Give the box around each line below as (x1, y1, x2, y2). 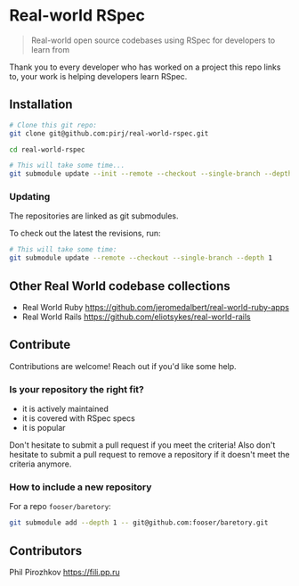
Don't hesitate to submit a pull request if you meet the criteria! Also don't (9, 440, 276, 450)
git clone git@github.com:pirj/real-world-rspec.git (9, 128, 209, 138)
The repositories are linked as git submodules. (9, 210, 179, 221)
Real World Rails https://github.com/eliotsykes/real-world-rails (21, 311, 251, 322)
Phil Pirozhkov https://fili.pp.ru (9, 567, 120, 578)
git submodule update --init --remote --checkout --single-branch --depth (9, 169, 293, 178)
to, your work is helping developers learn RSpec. (9, 70, 188, 81)
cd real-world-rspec (9, 144, 86, 154)
